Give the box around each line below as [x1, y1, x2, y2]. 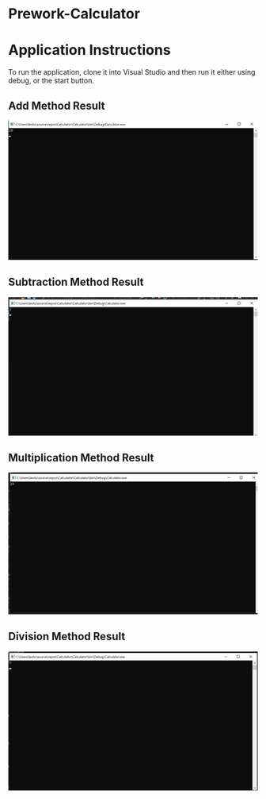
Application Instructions [8, 41, 172, 60]
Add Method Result [8, 98, 105, 112]
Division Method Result [8, 630, 126, 643]
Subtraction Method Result [8, 276, 144, 289]
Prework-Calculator [8, 5, 141, 23]
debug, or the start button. [8, 76, 95, 86]
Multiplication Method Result [8, 451, 154, 465]
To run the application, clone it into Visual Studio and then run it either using [8, 68, 256, 77]
